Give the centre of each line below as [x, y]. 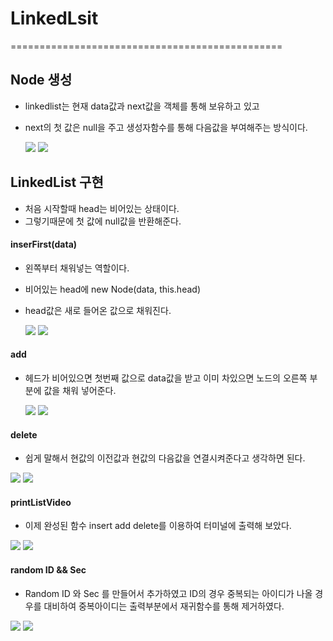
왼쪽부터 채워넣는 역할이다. [77, 268]
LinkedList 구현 [57, 182]
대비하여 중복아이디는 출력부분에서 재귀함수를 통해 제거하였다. [164, 606]
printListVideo [41, 502]
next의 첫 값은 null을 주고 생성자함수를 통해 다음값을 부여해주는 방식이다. [166, 127]
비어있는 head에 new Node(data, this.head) [112, 289]
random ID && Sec [48, 569]
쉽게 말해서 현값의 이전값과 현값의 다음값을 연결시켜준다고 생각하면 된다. [165, 458]
